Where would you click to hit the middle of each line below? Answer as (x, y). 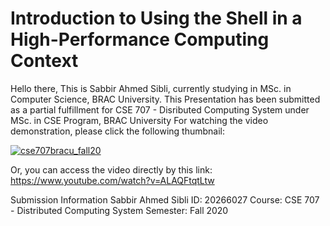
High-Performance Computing (140, 39)
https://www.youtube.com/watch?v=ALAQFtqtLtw (112, 180)
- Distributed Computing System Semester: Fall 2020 (119, 210)
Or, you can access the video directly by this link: (111, 169)
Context (44, 61)
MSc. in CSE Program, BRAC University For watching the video (139, 120)
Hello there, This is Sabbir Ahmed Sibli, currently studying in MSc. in (151, 88)
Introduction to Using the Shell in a (156, 18)
